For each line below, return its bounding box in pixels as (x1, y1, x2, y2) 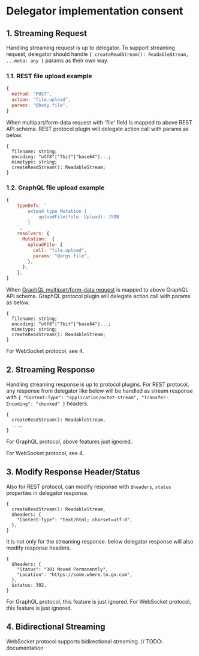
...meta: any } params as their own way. (6, 57, 109, 64)
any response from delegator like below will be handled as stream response (6, 387, 193, 394)
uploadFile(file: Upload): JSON (38, 213, 119, 220)
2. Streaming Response (6, 365, 95, 375)
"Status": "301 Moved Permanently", (17, 566, 109, 572)
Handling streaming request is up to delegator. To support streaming (6, 44, 175, 51)
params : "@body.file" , (11, 102, 68, 108)
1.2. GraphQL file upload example (6, 183, 105, 192)
